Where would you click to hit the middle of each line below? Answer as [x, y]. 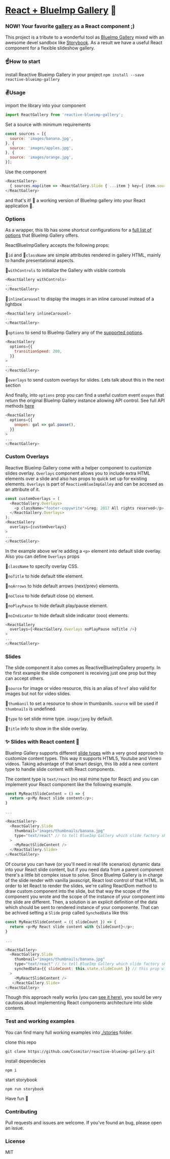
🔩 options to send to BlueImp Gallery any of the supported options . [74, 333]
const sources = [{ [26, 134]
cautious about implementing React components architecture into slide [79, 1003]
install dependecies [26, 1061]
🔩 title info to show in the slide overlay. [47, 729]
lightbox [14, 304]
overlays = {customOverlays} [38, 527]
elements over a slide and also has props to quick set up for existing [76, 478]
